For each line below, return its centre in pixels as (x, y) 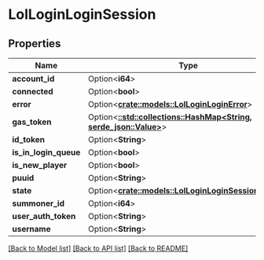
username (31, 229)
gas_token (32, 122)
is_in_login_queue (46, 152)
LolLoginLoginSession (82, 15)
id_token (29, 139)
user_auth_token (44, 216)
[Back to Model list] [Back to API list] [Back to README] (98, 248)
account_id (33, 79)
